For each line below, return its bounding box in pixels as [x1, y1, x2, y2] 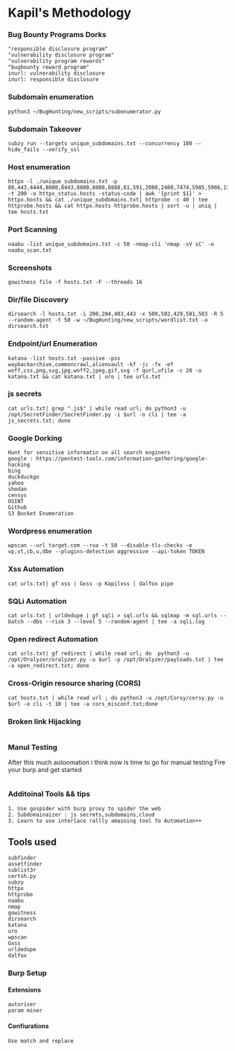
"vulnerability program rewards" [8, 58, 105, 65]
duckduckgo [8, 474, 40, 481]
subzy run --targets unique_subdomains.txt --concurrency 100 [8, 140, 192, 147]
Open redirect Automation [8, 634, 98, 644]
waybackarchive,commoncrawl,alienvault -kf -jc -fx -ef [8, 361, 174, 368]
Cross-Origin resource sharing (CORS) [8, 679, 142, 688]
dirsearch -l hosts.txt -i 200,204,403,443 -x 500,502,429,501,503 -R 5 [8, 310, 224, 318]
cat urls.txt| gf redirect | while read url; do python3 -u [8, 650, 190, 657]
